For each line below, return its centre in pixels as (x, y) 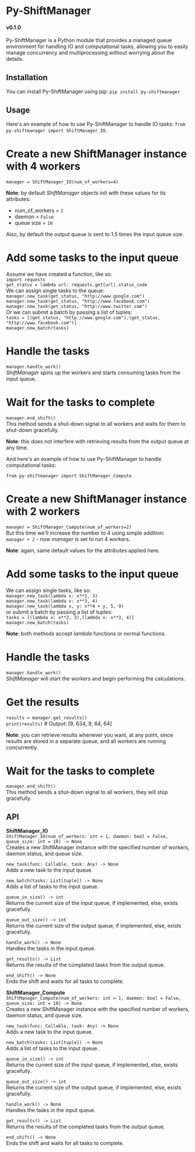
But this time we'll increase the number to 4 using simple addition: (85, 533)
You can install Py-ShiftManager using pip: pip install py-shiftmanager (93, 91)
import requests (26, 279)
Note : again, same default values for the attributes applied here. (83, 550)
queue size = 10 (34, 223)
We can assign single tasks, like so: (49, 590)
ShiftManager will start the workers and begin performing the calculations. (96, 678)
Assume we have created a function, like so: (59, 274)
